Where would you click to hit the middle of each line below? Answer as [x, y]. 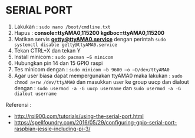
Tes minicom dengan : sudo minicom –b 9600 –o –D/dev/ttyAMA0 [92, 69]
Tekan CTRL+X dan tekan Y [47, 50]
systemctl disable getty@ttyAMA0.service [65, 45]
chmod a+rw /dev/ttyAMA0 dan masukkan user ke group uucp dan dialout [101, 82]
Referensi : [19, 104]
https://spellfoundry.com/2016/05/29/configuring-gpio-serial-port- [95, 122]
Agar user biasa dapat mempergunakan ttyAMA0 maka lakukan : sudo [98, 75]
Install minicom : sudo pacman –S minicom [63, 57]
